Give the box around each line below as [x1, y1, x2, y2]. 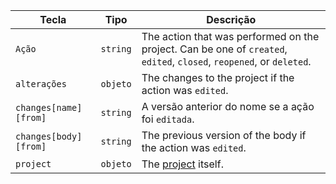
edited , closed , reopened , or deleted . [141, 55, 312, 68]
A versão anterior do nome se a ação [141, 100, 315, 113]
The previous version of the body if [141, 129, 307, 142]
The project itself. [141, 157, 224, 171]
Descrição [206, 13, 257, 26]
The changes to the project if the [141, 71, 295, 84]
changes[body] [15, 131, 83, 142]
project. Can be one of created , [141, 42, 288, 56]
